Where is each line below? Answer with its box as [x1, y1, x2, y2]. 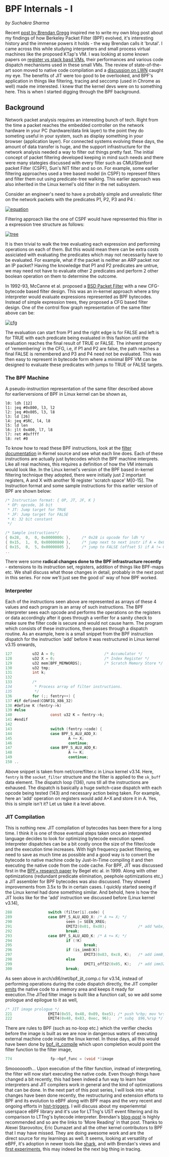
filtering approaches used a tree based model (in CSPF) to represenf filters [5, 170, 160, 176]
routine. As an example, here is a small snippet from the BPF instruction [5, 630, 153, 637]
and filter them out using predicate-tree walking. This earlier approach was [5, 175, 161, 182]
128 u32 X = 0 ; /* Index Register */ [5, 656, 150, 661]
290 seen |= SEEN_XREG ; [5, 919, 107, 924]
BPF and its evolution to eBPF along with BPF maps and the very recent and [5, 1098, 162, 1104]
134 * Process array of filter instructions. [5, 684, 123, 689]
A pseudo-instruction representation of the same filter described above [5, 386, 153, 392]
